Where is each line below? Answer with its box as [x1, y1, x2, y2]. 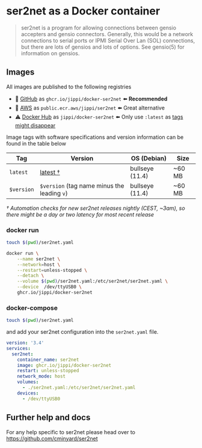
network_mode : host [17, 373, 66, 379]
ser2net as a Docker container [6, 4, 161, 18]
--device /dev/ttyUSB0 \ [17, 284, 82, 290]
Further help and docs [6, 413, 91, 423]
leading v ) [40, 189, 68, 197]
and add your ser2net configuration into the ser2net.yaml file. [6, 328, 159, 336]
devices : [17, 390, 39, 396]
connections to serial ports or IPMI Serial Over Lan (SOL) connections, [20, 37, 195, 44]
